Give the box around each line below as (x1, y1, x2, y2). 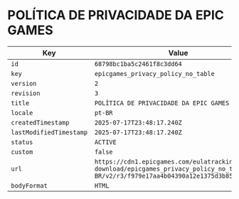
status (11, 138, 33, 146)
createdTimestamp (11, 118, 70, 127)
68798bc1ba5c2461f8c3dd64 (94, 60, 183, 68)
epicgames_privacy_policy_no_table (94, 70, 215, 77)
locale (11, 109, 33, 117)
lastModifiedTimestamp (11, 128, 87, 136)
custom (11, 148, 33, 156)
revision (11, 89, 41, 97)
